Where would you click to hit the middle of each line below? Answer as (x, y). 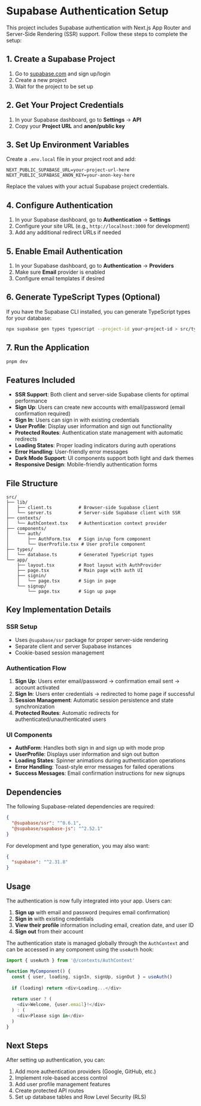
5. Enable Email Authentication (65, 251)
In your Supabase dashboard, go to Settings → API (78, 119)
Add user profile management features (63, 1084)
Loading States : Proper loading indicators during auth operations (95, 446)
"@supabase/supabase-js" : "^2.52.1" (57, 828)
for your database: (29, 318)
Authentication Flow (36, 668)
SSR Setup (22, 627)
